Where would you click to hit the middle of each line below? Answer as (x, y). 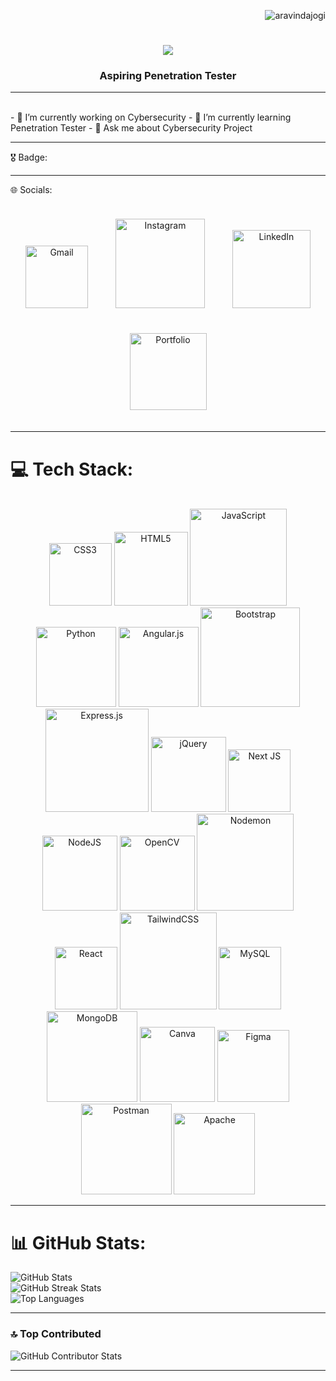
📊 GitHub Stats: (78, 1242)
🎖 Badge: (29, 157)
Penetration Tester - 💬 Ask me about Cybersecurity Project (131, 128)
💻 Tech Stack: (72, 469)
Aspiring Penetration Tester (168, 76)
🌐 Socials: (31, 190)
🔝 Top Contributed (56, 1334)
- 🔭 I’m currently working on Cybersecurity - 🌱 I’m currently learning (151, 117)
